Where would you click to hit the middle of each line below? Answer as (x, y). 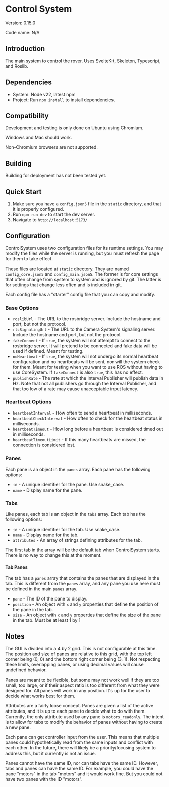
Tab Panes (16, 567)
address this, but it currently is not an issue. (51, 754)
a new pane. (18, 727)
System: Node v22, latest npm (44, 94)
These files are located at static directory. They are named (67, 269)
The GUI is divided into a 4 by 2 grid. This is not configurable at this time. (81, 649)
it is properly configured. (38, 209)
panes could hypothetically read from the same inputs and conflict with (79, 742)
